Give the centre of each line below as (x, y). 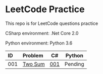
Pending (74, 64)
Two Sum (34, 64)
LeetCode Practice (45, 9)
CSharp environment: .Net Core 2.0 (42, 33)
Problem (33, 55)
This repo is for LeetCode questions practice (52, 23)
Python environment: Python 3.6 (39, 43)
